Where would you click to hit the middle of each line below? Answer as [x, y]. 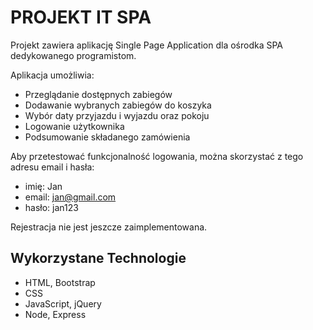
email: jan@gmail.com [70, 197]
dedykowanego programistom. [73, 55]
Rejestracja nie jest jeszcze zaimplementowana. [109, 227]
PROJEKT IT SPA [81, 17]
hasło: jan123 [51, 207]
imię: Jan [43, 186]
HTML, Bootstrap [60, 282]
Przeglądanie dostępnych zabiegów [98, 94]
